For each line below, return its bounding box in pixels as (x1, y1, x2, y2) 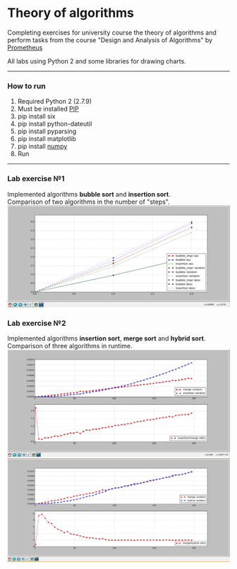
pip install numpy (17, 142, 68, 151)
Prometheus (7, 43, 43, 51)
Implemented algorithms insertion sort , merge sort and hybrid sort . (7, 334, 206, 343)
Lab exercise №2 (7, 318, 66, 328)
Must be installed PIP (17, 104, 79, 114)
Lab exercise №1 (7, 174, 65, 184)
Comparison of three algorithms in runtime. (7, 342, 133, 350)
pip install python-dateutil (17, 120, 92, 128)
